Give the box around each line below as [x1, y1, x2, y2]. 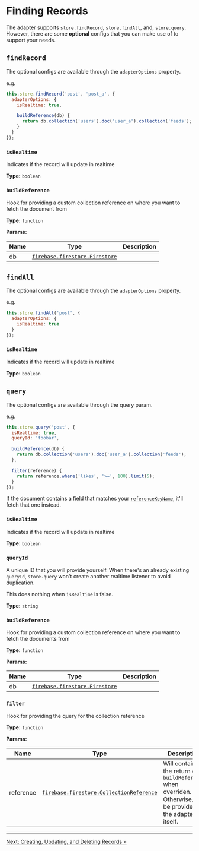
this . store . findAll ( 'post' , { [6, 310, 81, 316]
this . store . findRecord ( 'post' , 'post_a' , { [6, 91, 115, 97]
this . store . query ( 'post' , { [6, 424, 76, 430]
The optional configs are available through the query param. [6, 401, 153, 408]
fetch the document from [6, 205, 67, 213]
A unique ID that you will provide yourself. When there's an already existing [6, 566, 190, 574]
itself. [162, 817, 179, 825]
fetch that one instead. [6, 501, 61, 508]
